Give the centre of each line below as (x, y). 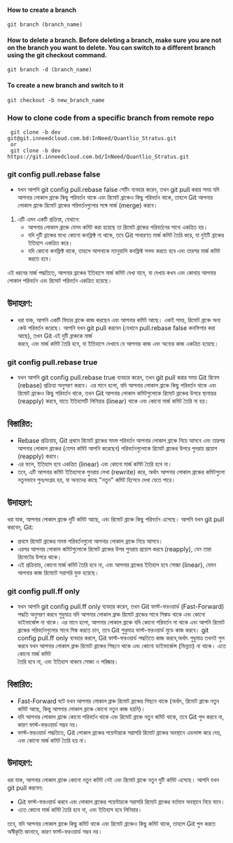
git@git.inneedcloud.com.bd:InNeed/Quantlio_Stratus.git (92, 138)
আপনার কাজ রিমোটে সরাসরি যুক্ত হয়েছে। (58, 573)
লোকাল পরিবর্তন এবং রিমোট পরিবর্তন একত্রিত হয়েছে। (60, 281)
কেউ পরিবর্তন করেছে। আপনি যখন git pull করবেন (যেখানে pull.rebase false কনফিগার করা (116, 328)
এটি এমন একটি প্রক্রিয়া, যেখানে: (49, 219)
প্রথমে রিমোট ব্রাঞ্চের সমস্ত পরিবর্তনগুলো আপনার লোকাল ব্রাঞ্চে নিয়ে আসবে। (90, 541)
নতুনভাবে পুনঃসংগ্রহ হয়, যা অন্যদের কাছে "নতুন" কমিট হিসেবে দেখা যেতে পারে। (97, 480)
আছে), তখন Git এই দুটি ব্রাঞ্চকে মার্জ (55, 336)
